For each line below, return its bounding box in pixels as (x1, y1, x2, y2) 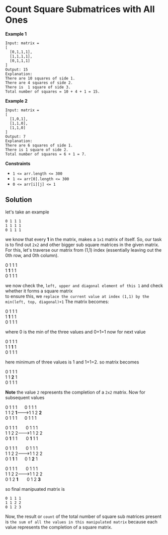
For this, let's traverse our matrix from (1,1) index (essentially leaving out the (5, 247, 162, 253)
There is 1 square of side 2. (5, 147, 69, 152)
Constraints (5, 160, 31, 167)
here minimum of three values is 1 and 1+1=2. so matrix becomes (5, 359, 139, 365)
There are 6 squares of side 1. (5, 142, 73, 148)
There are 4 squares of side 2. (5, 80, 73, 85)
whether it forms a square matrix (5, 288, 73, 294)
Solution (5, 195, 32, 204)
